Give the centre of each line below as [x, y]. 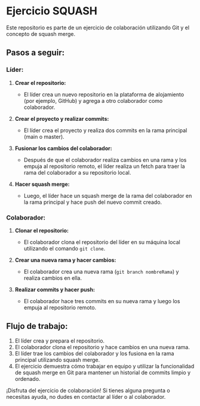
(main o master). [44, 136]
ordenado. [27, 378]
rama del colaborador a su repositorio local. [77, 172]
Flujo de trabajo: [37, 326]
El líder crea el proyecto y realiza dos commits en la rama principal [105, 130]
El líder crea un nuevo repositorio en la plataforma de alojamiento [104, 94]
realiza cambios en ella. [53, 278]
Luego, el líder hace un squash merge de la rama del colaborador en [108, 196]
